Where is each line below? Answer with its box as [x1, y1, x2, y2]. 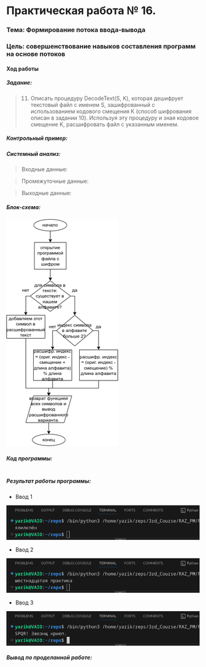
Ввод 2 [15, 546, 34, 553]
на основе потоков [6, 50, 66, 58]
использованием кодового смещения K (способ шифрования [30, 107, 192, 115]
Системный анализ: [6, 150, 61, 157]
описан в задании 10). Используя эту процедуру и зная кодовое [30, 114, 199, 121]
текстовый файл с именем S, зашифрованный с [30, 101, 155, 108]
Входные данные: [21, 165, 68, 172]
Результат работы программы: [6, 477, 91, 485]
